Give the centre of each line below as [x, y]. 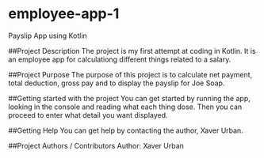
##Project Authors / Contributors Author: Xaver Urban [96, 145]
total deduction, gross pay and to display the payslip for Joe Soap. [117, 83]
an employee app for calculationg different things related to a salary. [120, 59]
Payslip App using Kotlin [48, 36]
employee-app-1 [64, 14]
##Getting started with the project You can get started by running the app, [130, 98]
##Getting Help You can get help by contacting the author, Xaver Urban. [126, 130]
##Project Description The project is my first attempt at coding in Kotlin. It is [132, 51]
